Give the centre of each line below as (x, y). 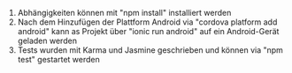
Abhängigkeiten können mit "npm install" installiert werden (124, 13)
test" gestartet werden (58, 59)
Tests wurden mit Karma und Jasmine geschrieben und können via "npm (150, 50)
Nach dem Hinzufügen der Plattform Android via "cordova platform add (147, 22)
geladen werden (47, 40)
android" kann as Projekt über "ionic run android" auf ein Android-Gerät (148, 31)
